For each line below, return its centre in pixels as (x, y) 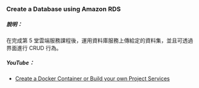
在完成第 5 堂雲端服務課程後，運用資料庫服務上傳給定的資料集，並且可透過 (100, 40)
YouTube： (20, 63)
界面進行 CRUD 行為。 (34, 48)
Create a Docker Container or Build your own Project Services (92, 78)
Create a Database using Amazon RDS (64, 9)
